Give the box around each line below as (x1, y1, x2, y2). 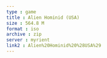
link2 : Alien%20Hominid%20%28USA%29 (6, 43, 102, 49)
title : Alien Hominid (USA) (6, 14, 80, 21)
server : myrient (6, 37, 50, 43)
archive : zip (6, 31, 42, 37)
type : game (6, 8, 36, 15)
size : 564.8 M (6, 20, 45, 26)
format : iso (6, 25, 39, 32)
